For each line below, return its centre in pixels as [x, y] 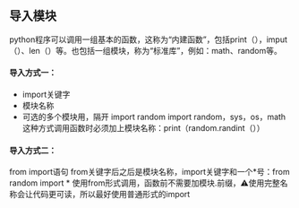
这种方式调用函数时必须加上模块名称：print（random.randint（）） [143, 128]
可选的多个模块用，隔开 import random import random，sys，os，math [154, 117]
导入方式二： [33, 150]
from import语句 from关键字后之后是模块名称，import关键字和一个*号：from [149, 172]
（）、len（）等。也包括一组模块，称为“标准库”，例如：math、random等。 [145, 50]
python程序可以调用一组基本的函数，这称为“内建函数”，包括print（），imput [149, 39]
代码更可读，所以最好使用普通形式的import [111, 195]
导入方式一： [33, 73]
